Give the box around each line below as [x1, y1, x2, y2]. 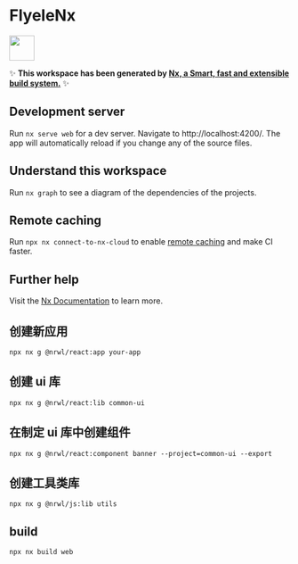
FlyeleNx [9, 5, 77, 26]
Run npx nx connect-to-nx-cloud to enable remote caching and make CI [9, 236, 273, 247]
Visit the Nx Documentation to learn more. [9, 295, 163, 306]
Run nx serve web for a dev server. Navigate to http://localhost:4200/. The [9, 128, 281, 138]
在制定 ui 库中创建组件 [9, 425, 131, 440]
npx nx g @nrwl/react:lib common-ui [9, 398, 145, 407]
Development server [9, 104, 125, 120]
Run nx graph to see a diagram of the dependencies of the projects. [9, 187, 257, 197]
